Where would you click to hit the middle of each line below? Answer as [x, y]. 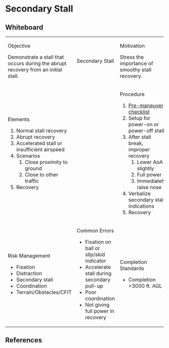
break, [136, 143]
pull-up [94, 286]
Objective [19, 46]
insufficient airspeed [40, 150]
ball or [93, 248]
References [24, 340]
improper [139, 150]
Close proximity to [46, 162]
